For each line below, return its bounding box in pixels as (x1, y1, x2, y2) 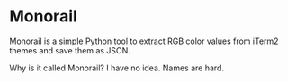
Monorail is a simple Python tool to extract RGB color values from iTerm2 (9, 36, 279, 46)
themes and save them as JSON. (9, 45, 130, 55)
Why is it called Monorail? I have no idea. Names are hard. (9, 62, 225, 73)
